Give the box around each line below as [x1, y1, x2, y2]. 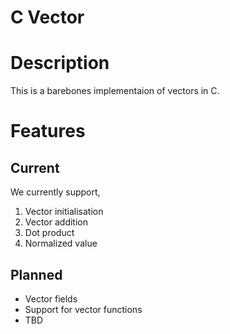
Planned [10, 266, 63, 283]
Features [10, 120, 86, 143]
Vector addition [24, 216, 88, 228]
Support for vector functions [24, 303, 143, 315]
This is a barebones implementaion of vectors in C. [10, 85, 220, 97]
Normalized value [24, 237, 98, 250]
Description [10, 52, 110, 75]
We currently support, [10, 186, 101, 198]
